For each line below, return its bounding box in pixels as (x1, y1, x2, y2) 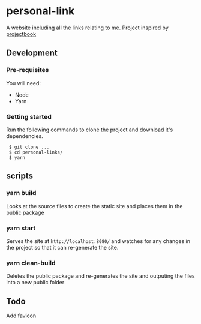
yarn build (6, 189, 37, 197)
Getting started (6, 112, 52, 121)
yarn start (6, 224, 36, 232)
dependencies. (6, 132, 43, 139)
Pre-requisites (6, 66, 49, 74)
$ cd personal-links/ (8, 149, 63, 155)
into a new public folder (6, 279, 65, 286)
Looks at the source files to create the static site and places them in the (6, 202, 183, 209)
